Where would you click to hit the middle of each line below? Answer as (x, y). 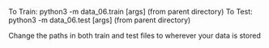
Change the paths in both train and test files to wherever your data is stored (134, 36)
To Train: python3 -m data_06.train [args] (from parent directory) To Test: (130, 12)
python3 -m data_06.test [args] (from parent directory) (100, 20)
